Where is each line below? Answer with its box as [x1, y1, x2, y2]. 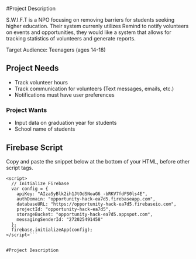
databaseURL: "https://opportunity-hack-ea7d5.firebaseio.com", [16, 201, 177, 207]
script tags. [6, 164, 33, 171]
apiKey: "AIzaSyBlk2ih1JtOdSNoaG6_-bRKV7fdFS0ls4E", [16, 190, 148, 197]
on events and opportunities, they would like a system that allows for [6, 29, 171, 36]
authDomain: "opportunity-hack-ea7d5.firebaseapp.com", [16, 196, 156, 202]
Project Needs [6, 63, 59, 73]
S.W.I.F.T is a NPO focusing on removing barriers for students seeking [6, 16, 175, 23]
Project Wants [6, 105, 47, 114]
